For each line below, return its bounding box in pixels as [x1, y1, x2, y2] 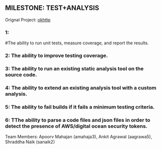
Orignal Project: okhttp [5, 17, 51, 22]
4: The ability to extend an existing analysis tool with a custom [5, 84, 157, 91]
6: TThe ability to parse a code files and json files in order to [5, 116, 151, 123]
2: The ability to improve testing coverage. [5, 52, 108, 59]
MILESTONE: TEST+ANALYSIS [5, 4, 99, 12]
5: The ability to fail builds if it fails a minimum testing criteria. [5, 103, 155, 110]
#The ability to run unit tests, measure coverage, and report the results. [5, 40, 149, 46]
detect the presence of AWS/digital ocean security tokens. [5, 123, 148, 130]
